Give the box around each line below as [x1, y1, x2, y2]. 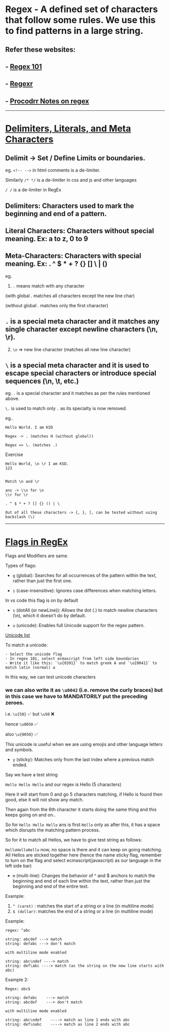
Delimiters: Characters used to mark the [5, 201, 134, 210]
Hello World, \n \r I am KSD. [5, 462, 69, 467]
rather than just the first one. [12, 578, 72, 584]
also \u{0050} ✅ [5, 731, 39, 737]
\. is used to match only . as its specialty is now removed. [5, 405, 127, 411]
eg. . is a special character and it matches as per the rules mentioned [5, 390, 150, 396]
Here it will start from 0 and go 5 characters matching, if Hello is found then [5, 791, 163, 797]
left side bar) [5, 862, 32, 869]
